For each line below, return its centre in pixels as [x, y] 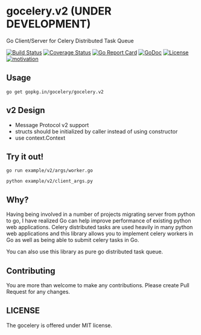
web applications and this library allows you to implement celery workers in [100, 233]
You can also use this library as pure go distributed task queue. [85, 252]
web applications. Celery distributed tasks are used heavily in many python [100, 227]
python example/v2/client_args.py [50, 181]
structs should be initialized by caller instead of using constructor [96, 131]
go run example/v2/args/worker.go [50, 171]
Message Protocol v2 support [52, 125]
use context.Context [40, 138]
